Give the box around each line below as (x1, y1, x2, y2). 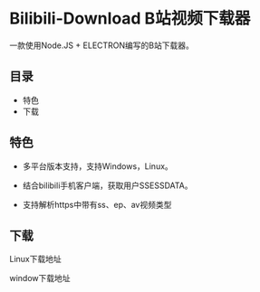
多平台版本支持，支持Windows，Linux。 (22, 160, 174, 172)
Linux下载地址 (9, 254, 62, 265)
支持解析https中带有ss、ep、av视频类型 (22, 199, 172, 210)
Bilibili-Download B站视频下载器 (9, 8, 251, 29)
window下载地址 (9, 273, 71, 284)
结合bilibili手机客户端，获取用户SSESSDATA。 (22, 180, 193, 191)
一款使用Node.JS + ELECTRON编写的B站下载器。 (9, 40, 195, 51)
